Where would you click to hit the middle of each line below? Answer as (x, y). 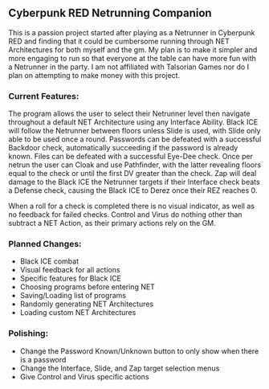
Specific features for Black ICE (71, 278)
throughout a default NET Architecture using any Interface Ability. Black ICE (133, 122)
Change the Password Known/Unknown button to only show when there (139, 351)
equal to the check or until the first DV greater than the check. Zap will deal (132, 174)
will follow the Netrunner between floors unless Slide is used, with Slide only (134, 131)
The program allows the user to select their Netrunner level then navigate (129, 114)
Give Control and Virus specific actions (85, 376)
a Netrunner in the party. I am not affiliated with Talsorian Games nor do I (129, 67)
